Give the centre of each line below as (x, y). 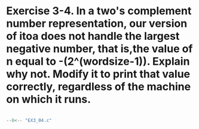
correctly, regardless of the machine (99, 87)
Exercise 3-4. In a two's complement (99, 11)
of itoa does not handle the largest (93, 36)
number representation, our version (97, 23)
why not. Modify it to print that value (98, 74)
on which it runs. (49, 100)
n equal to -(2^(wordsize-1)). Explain (98, 62)
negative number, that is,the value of (99, 49)
